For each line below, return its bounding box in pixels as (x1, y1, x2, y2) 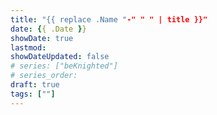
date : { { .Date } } (10, 24, 87, 34)
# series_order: (10, 71, 78, 81)
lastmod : (10, 42, 47, 53)
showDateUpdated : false (10, 52, 110, 62)
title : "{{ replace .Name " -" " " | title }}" (10, 14, 208, 25)
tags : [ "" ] (10, 89, 56, 99)
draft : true (10, 80, 60, 90)
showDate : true (10, 33, 74, 43)
